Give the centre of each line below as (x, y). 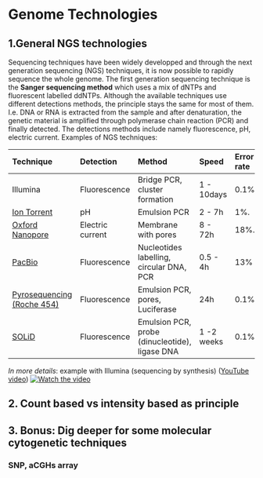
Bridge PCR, (160, 180)
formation (155, 199)
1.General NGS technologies (77, 44)
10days (213, 194)
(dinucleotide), (164, 341)
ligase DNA (158, 351)
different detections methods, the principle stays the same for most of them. (131, 104)
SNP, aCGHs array (43, 465)
